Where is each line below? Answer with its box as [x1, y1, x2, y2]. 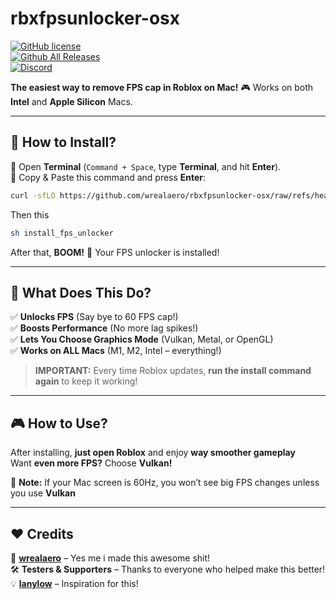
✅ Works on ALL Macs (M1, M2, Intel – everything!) [10, 345, 222, 357]
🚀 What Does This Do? [10, 284, 152, 301]
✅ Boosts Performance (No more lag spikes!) [10, 322, 199, 334]
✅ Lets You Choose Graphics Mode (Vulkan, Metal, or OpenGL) [10, 333, 274, 346]
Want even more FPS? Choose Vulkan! [10, 457, 173, 469]
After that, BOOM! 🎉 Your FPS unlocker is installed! [10, 246, 220, 258]
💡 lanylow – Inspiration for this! [10, 577, 139, 589]
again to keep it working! [34, 375, 138, 387]
